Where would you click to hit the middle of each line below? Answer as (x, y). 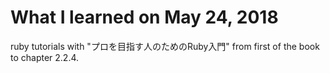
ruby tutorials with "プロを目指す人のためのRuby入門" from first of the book (165, 46)
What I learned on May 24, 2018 (144, 17)
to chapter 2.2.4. (45, 57)
